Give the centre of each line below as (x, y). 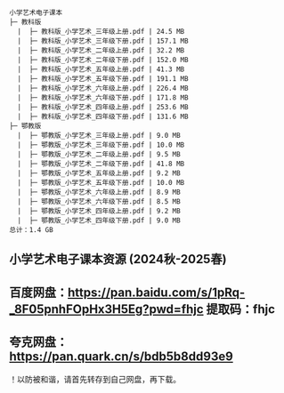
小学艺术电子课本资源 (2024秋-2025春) (118, 259)
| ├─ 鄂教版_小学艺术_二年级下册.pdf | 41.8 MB (101, 164)
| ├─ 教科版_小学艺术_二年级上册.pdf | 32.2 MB (101, 51)
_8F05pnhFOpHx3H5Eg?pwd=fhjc (106, 309)
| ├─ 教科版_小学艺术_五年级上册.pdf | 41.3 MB (101, 69)
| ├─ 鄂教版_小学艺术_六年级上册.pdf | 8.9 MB (99, 192)
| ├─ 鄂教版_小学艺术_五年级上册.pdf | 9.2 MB (99, 173)
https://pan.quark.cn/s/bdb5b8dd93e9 (121, 357)
